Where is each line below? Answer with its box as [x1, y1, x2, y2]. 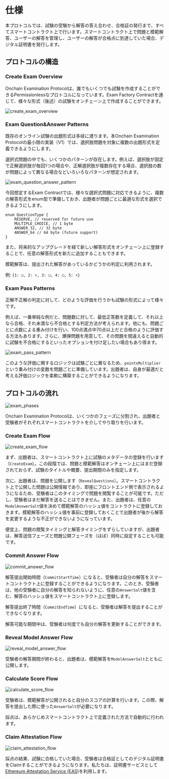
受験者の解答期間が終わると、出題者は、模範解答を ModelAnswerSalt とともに [5, 655, 163, 661]
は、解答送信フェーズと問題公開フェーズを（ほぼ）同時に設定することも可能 [5, 533, 164, 539]
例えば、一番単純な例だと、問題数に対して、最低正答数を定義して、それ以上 [5, 314, 164, 320]
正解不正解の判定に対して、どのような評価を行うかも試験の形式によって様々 [5, 297, 164, 303]
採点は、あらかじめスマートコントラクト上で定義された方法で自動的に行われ [5, 714, 164, 720]
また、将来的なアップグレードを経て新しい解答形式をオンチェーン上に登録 [5, 244, 160, 250]
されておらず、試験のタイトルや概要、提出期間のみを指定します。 [5, 467, 141, 473]
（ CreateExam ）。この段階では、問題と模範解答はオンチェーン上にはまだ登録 [5, 460, 162, 466]
